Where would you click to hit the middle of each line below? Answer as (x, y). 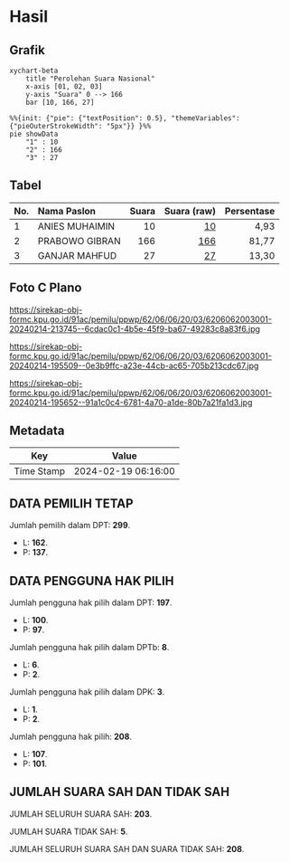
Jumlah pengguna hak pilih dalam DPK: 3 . (87, 692)
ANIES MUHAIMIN (76, 226)
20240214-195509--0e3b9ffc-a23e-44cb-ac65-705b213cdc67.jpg (134, 365)
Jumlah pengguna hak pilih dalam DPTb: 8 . (89, 648)
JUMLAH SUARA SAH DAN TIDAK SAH (120, 792)
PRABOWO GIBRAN (79, 241)
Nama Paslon (67, 211)
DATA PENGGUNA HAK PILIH (92, 581)
